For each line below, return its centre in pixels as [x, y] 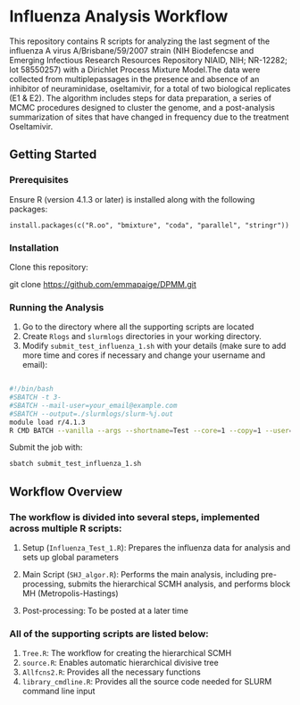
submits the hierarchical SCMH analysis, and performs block [179, 584]
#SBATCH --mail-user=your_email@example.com [93, 405]
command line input [58, 691]
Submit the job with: [46, 447]
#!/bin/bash [31, 389]
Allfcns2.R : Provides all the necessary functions [111, 672]
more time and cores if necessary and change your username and [144, 355]
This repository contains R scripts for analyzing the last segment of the [140, 41]
